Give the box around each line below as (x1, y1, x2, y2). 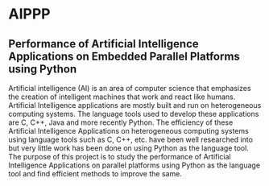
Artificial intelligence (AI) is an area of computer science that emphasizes (8, 84, 251, 93)
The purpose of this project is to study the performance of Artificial (8, 152, 231, 161)
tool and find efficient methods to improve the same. (8, 169, 183, 178)
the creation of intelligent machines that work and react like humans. (8, 92, 236, 101)
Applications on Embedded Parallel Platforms (8, 49, 240, 63)
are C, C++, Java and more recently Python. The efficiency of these (8, 118, 234, 127)
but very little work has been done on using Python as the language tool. (8, 143, 250, 153)
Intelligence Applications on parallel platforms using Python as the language (8, 160, 260, 170)
